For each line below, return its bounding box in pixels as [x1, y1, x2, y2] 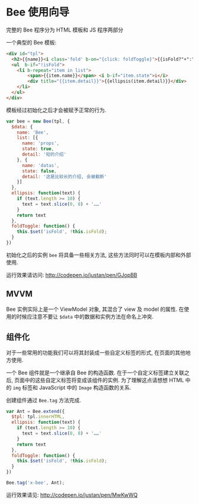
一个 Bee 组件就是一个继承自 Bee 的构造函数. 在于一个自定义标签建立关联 [6, 369, 185, 376]
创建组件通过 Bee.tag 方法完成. [6, 396, 82, 404]
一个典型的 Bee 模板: [6, 39, 57, 46]
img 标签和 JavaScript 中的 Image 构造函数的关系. [12, 384, 131, 391]
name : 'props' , [21, 140, 60, 146]
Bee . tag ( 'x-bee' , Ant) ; [6, 480, 65, 486]
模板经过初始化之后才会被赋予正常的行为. [6, 106, 107, 114]
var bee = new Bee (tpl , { [6, 118, 70, 124]
